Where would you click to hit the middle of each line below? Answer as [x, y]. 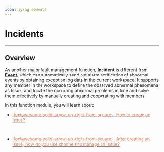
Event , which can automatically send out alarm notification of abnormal [77, 75]
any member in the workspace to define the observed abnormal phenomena [82, 85]
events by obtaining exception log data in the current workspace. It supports [82, 80]
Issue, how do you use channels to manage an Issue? [66, 144]
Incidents [24, 34]
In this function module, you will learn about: [50, 105]
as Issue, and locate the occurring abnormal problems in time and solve [77, 91]
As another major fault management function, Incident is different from [76, 70]
